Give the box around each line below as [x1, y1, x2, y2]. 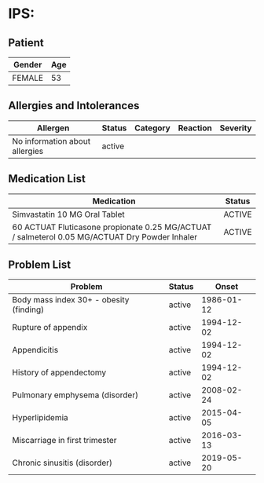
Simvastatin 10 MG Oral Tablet [12, 209, 125, 220]
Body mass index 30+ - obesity [12, 295, 130, 306]
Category [134, 123, 170, 134]
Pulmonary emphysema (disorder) [12, 390, 139, 401]
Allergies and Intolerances [8, 99, 140, 112]
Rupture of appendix [12, 322, 88, 333]
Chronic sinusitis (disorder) [12, 457, 112, 468]
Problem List [8, 258, 71, 272]
